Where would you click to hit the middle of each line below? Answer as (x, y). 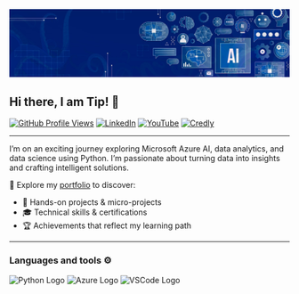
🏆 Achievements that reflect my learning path (107, 225)
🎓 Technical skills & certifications (85, 212)
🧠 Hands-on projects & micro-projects (92, 202)
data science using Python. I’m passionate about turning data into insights (145, 159)
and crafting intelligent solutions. (69, 167)
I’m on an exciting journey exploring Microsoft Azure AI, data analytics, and (147, 149)
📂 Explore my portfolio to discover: (73, 185)
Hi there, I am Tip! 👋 (65, 102)
